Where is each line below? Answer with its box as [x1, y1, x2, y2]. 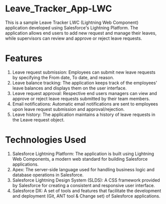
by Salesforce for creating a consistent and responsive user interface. [12, 182, 155, 188]
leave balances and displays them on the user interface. [12, 85, 127, 91]
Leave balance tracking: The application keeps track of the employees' [12, 80, 158, 86]
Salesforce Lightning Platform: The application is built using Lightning [12, 150, 155, 157]
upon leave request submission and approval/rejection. [12, 106, 125, 112]
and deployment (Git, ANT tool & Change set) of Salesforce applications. [12, 193, 161, 199]
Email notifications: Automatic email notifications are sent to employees [12, 101, 159, 107]
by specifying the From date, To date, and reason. [12, 74, 114, 80]
